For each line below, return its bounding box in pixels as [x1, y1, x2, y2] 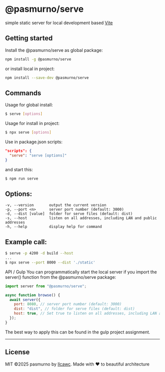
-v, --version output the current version [5, 203, 107, 208]
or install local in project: [5, 66, 55, 72]
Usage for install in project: [5, 120, 60, 126]
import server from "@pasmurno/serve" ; [5, 284, 87, 289]
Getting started [5, 34, 53, 42]
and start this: [5, 166, 33, 172]
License [5, 348, 30, 356]
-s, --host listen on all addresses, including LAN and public [5, 216, 157, 221]
